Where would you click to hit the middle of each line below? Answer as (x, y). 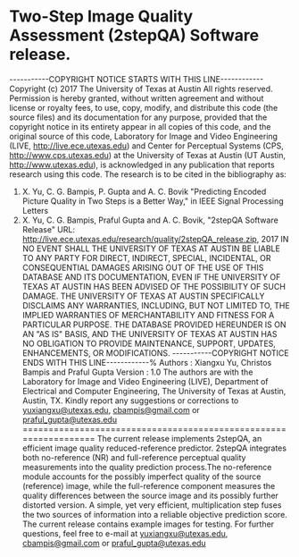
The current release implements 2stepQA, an (179, 438)
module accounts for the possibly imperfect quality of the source (141, 477)
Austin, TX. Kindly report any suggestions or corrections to (130, 401)
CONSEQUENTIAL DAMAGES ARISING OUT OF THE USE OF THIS (143, 267)
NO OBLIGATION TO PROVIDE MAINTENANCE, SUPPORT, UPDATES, (149, 343)
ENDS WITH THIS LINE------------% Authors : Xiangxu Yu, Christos (147, 362)
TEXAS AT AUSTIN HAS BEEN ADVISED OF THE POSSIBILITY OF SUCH (154, 286)
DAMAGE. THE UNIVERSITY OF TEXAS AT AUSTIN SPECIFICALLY (143, 296)
